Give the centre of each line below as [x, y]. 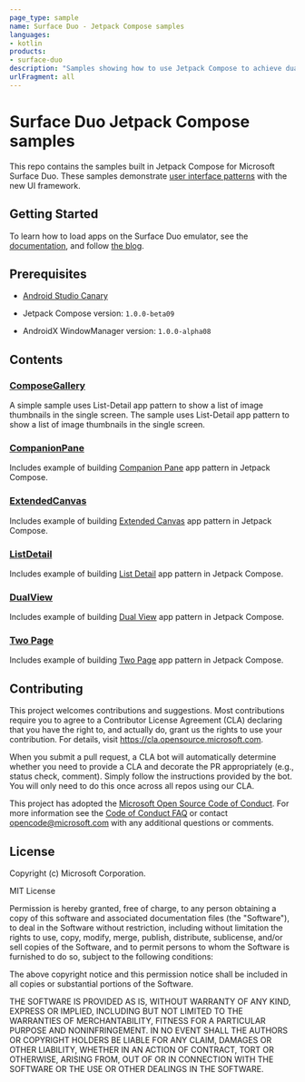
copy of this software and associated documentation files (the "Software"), [150, 919]
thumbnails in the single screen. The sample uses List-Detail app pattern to [150, 415]
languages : [30, 34]
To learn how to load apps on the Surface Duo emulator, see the [129, 236]
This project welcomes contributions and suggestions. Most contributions [147, 711]
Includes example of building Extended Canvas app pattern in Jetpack [141, 521]
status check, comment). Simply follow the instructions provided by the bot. [151, 776]
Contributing [46, 689]
